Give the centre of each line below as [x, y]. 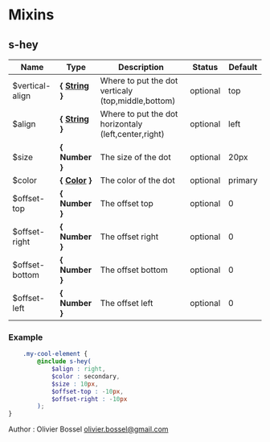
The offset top [127, 203]
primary [243, 180]
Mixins [31, 15]
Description [141, 67]
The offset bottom [134, 270]
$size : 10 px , [75, 384]
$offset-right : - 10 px [89, 399]
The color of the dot [137, 180]
